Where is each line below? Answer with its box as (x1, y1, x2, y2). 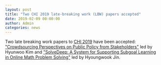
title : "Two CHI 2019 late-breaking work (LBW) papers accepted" (5, 12, 141, 17)
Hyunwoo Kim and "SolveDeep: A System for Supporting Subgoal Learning (5, 49, 157, 55)
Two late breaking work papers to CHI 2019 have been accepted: (5, 39, 136, 44)
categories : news (5, 25, 41, 30)
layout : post (5, 7, 32, 12)
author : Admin (5, 21, 34, 26)
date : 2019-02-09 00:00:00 (5, 16, 60, 21)
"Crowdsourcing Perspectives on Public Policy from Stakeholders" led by (5, 44, 153, 50)
